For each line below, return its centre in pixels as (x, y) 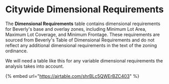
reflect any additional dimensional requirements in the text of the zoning (81, 45)
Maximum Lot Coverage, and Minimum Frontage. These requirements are (83, 34)
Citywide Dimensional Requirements (84, 9)
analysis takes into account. (35, 66)
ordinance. (17, 51)
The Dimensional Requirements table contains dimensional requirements (83, 24)
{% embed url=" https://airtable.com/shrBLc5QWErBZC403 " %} (72, 76)
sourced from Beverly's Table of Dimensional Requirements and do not (80, 40)
